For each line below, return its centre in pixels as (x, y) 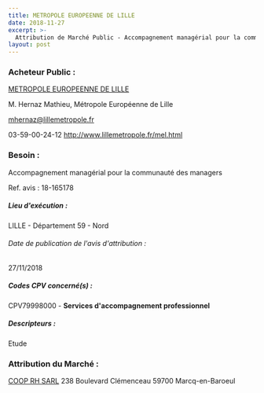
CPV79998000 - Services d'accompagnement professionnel (109, 305)
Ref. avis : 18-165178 (41, 187)
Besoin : (24, 156)
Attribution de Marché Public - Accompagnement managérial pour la (128, 37)
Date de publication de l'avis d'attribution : (77, 244)
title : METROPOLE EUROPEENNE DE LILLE (71, 15)
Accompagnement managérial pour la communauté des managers (115, 172)
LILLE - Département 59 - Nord (59, 226)
